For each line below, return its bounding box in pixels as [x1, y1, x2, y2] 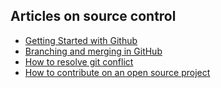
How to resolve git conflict [24, 55, 134, 68]
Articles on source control [10, 8, 177, 25]
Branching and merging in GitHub [24, 45, 163, 57]
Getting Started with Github [24, 34, 138, 46]
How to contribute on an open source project [24, 66, 211, 78]
